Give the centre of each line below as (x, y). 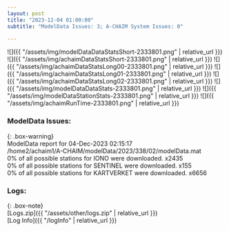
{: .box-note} (25, 205)
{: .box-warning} (30, 136)
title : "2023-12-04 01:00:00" (51, 20)
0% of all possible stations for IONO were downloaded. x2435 (95, 158)
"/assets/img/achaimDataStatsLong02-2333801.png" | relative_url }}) (114, 81)
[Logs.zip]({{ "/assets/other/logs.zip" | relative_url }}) (82, 213)
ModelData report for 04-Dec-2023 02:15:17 (70, 143)
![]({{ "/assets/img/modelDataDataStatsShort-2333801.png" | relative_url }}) (115, 52)
